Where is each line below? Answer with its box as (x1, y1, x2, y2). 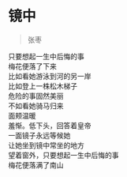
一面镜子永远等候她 (8, 130, 71, 140)
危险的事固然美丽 (8, 91, 64, 100)
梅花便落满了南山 (8, 160, 64, 170)
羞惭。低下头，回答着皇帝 (8, 120, 92, 130)
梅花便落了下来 (8, 61, 57, 71)
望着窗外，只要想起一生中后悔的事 (8, 150, 119, 160)
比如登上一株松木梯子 (8, 81, 77, 91)
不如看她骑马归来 (8, 100, 64, 111)
